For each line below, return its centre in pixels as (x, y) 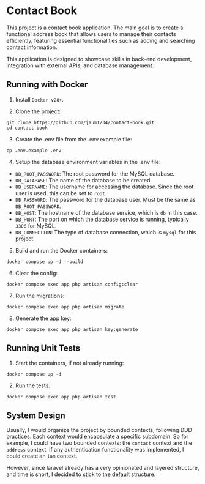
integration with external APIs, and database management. (80, 65)
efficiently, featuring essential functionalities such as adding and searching (101, 40)
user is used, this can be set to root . (61, 193)
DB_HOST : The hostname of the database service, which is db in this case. (106, 212)
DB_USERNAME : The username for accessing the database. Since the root (104, 187)
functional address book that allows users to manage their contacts (91, 34)
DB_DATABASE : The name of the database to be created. (83, 180)
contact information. (32, 47)
